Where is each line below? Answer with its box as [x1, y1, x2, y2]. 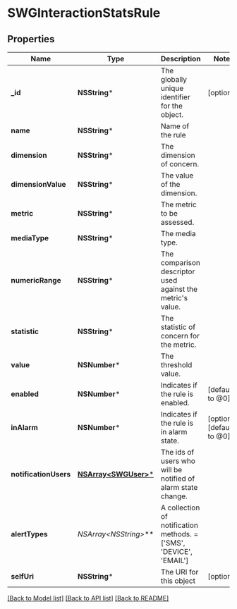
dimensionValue [11, 180, 66, 189]
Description [160, 54, 201, 63]
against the [160, 284, 198, 294]
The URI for [160, 567, 199, 577]
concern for [160, 331, 200, 340]
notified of [160, 474, 195, 484]
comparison [160, 258, 201, 267]
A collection [160, 503, 200, 512]
